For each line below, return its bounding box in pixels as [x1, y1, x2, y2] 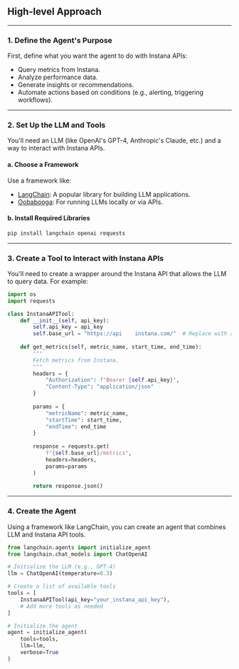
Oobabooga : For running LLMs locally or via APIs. [17, 198, 164, 206]
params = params [45, 463, 87, 470]
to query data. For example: [7, 277, 89, 285]
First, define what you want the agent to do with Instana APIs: [7, 51, 188, 60]
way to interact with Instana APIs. [7, 144, 105, 153]
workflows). [17, 96, 53, 104]
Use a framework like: [7, 176, 72, 185]
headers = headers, [45, 456, 97, 463]
